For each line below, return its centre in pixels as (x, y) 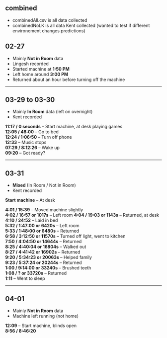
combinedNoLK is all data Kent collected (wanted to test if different (81, 25)
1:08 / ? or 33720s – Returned (36, 273)
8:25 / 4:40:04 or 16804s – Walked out (46, 247)
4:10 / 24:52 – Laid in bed (32, 220)
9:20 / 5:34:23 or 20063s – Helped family (48, 257)
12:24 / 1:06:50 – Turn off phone (39, 137)
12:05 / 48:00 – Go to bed (32, 132)
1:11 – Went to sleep (25, 278)
